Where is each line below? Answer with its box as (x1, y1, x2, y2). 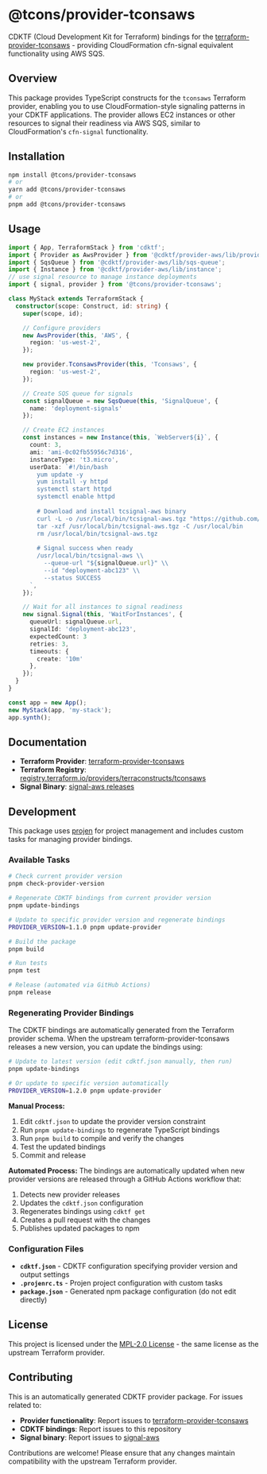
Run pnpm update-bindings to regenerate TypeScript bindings (19, 1125, 220, 1135)
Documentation (8, 735, 87, 749)
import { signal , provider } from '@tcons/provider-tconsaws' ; (8, 281, 222, 289)
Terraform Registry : (19, 765, 87, 774)
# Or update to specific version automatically (8, 1079, 169, 1087)
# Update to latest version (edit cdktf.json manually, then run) (8, 1057, 233, 1066)
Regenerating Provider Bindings (8, 1007, 134, 1018)
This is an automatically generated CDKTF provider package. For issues (8, 1391, 244, 1401)
